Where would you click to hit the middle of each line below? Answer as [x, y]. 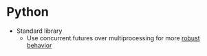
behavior [39, 45]
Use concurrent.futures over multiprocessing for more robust [113, 38]
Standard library [39, 31]
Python [28, 12]
